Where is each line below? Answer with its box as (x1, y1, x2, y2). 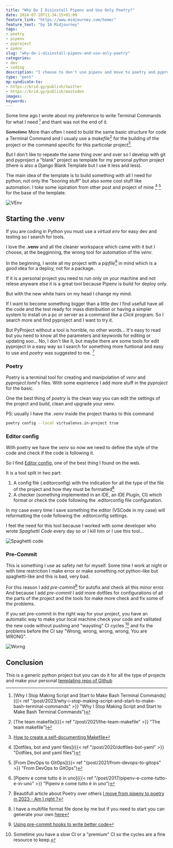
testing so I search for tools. (6, 234, 65, 240)
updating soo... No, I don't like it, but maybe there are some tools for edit (6, 338, 160, 344)
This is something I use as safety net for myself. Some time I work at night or (6, 562, 168, 569)
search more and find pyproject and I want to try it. (6, 317, 113, 323)
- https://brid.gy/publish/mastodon (6, 89, 84, 94)
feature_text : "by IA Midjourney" (6, 22, 80, 27)
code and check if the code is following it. (6, 450, 94, 456)
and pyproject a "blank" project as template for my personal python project (6, 157, 165, 163)
